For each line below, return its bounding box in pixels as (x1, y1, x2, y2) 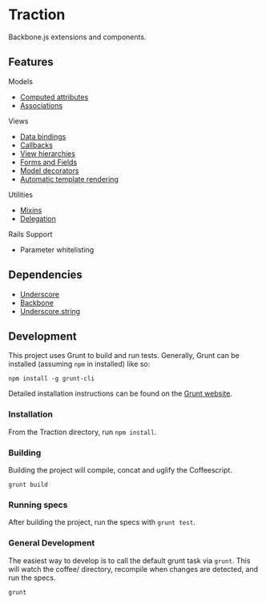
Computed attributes (19, 92, 89, 102)
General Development (8, 538, 95, 549)
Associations (19, 100, 62, 110)
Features (8, 55, 54, 69)
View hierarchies (19, 148, 76, 158)
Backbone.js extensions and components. (8, 32, 147, 42)
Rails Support (8, 229, 53, 239)
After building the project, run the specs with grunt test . (8, 517, 196, 527)
